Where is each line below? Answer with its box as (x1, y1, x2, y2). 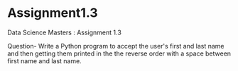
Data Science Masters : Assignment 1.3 (7, 28, 122, 37)
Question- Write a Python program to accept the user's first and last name (7, 41, 225, 50)
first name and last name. (7, 56, 82, 65)
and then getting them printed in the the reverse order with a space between (7, 49, 232, 58)
